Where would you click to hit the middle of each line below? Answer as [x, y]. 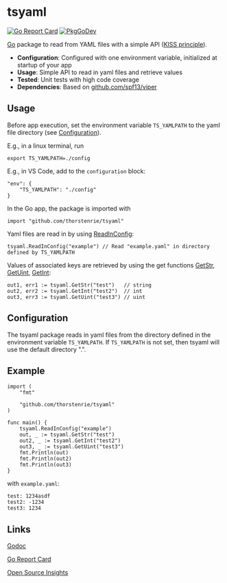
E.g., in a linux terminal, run [46, 146]
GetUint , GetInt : [29, 272]
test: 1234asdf [29, 496]
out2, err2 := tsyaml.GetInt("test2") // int [75, 291]
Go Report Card [29, 559]
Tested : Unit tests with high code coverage [78, 79]
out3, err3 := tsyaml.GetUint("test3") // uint [76, 297]
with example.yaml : [33, 484]
